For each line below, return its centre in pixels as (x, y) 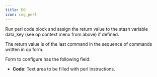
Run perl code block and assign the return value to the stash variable (77, 29)
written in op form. (24, 49)
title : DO (16, 10)
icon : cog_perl (21, 15)
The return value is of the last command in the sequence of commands (79, 44)
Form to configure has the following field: (48, 59)
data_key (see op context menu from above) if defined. (62, 34)
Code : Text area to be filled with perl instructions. (64, 69)
